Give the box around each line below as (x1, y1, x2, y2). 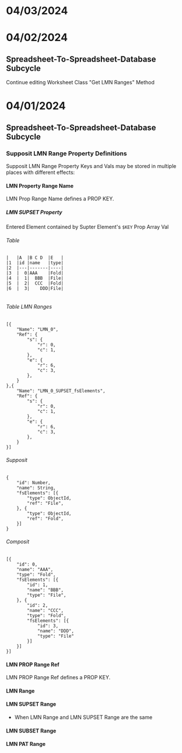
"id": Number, (16, 480, 51, 485)
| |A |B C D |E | (6, 255, 64, 261)
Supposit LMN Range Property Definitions (6, 149, 127, 158)
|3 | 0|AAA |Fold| (6, 271, 64, 276)
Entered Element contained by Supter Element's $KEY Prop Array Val (6, 224, 169, 231)
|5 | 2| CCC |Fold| (6, 280, 64, 286)
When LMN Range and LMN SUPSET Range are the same (14, 714, 153, 721)
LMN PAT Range (6, 741, 45, 748)
